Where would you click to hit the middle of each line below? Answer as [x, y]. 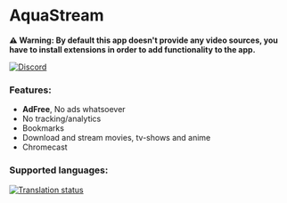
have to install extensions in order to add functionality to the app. [132, 49]
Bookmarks [43, 128]
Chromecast [45, 147]
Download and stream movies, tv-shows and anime [116, 138]
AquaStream [57, 16]
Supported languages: [59, 170]
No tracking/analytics [61, 119]
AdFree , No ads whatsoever [74, 110]
